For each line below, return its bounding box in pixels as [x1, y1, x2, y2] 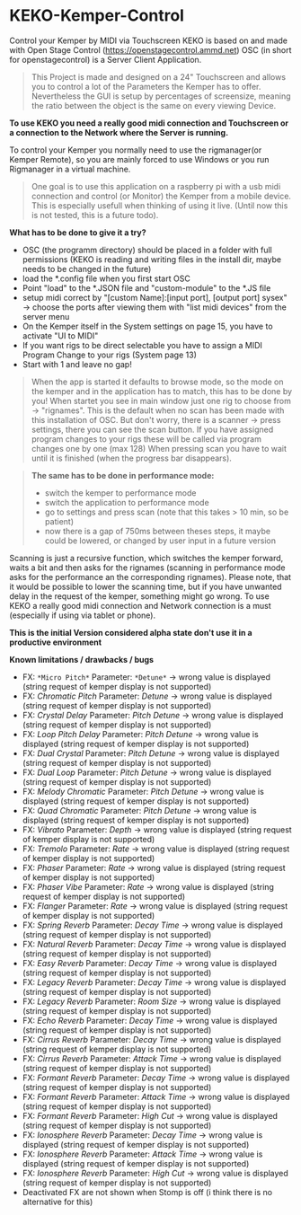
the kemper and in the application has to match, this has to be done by [31, 385, 293, 396]
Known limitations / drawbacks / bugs [9, 654, 155, 665]
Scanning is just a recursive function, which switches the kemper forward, [9, 552, 284, 563]
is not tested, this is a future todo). [31, 209, 159, 220]
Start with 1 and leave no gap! [22, 358, 132, 369]
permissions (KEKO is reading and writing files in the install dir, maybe [22, 253, 281, 265]
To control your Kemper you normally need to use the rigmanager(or [9, 145, 262, 155]
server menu [22, 311, 70, 321]
